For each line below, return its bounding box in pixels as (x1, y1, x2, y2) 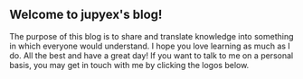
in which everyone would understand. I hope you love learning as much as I (9, 40, 291, 51)
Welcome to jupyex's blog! (9, 7, 163, 22)
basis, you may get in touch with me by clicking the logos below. (9, 59, 250, 70)
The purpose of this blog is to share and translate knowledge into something (9, 31, 294, 41)
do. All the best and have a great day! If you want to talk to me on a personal (9, 49, 294, 61)
